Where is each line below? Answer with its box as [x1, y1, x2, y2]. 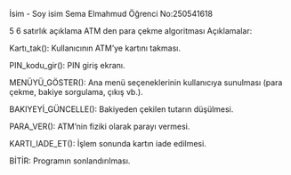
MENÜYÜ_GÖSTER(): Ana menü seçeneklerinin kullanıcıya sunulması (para [9, 77, 283, 88]
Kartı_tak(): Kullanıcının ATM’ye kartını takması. [9, 43, 181, 53]
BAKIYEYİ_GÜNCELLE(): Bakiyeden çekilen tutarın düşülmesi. [9, 104, 234, 115]
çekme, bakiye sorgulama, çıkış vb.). [9, 87, 144, 97]
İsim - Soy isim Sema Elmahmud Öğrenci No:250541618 [9, 9, 214, 19]
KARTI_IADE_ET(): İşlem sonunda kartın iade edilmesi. [9, 139, 206, 148]
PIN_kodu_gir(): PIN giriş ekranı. [9, 60, 126, 70]
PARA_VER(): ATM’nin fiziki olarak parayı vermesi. [9, 121, 190, 131]
